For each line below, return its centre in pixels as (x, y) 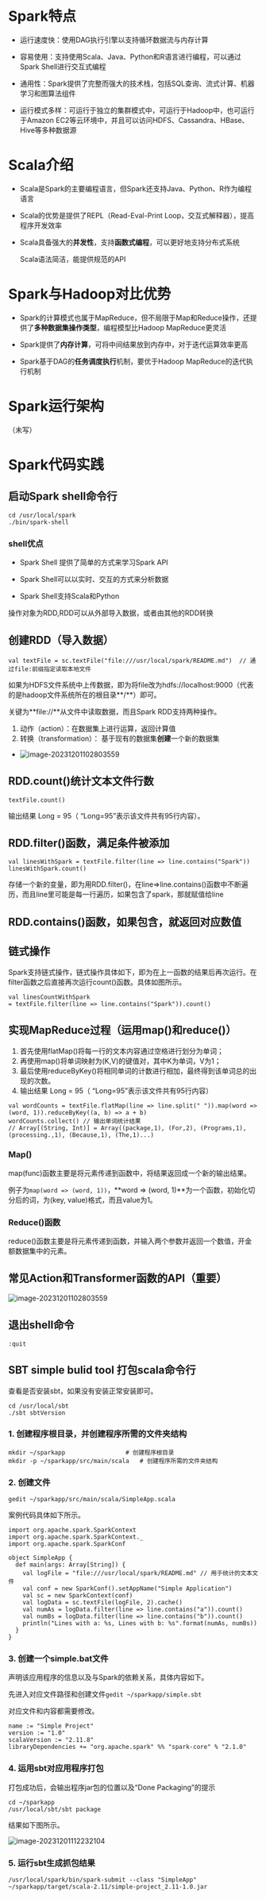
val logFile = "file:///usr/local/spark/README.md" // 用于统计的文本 (137, 1574)
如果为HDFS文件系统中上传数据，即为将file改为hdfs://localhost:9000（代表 (131, 684)
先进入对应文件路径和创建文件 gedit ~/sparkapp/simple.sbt (105, 1694)
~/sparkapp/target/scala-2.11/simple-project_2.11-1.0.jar (108, 1887)
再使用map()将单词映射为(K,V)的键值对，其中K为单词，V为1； (120, 1061)
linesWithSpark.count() (48, 869)
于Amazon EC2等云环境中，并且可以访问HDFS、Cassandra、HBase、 (134, 120)
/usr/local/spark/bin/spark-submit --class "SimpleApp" (102, 1880)
